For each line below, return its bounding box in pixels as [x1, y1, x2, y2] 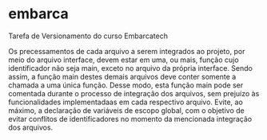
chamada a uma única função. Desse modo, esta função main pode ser [8, 80, 244, 90]
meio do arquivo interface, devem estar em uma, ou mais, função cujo [8, 55, 239, 64]
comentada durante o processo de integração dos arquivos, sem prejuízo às [8, 88, 260, 98]
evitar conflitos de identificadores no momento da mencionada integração [8, 114, 253, 123]
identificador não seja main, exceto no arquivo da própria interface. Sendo [8, 63, 253, 72]
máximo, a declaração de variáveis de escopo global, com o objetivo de [8, 105, 245, 115]
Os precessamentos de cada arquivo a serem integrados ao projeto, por [8, 46, 245, 56]
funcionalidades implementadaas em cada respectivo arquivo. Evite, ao [8, 97, 244, 107]
